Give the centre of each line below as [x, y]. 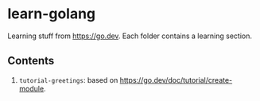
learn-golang [52, 14]
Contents [31, 61]
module [31, 88]
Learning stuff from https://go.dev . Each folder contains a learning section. [130, 36]
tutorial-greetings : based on [68, 80]
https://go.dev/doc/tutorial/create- [176, 80]
